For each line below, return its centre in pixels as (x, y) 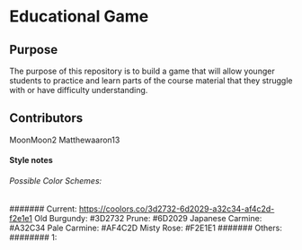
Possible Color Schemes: (56, 181)
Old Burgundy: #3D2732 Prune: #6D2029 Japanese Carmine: (148, 218)
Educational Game (79, 17)
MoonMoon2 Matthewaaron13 (65, 140)
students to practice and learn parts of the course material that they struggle (151, 81)
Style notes (31, 160)
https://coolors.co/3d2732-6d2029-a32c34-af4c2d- (177, 209)
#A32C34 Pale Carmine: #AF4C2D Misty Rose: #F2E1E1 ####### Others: (146, 228)
